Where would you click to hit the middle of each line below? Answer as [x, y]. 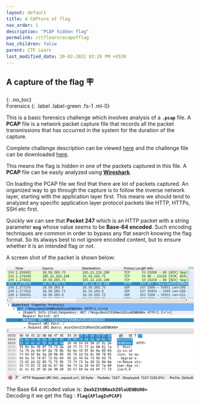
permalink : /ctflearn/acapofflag [48, 38]
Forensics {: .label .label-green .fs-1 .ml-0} [58, 106]
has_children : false [32, 44]
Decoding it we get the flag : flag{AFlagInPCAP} [64, 395]
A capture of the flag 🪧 [50, 82]
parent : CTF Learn [29, 51]
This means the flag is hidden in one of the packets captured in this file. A [96, 166]
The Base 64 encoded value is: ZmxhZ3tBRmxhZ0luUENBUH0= [77, 389]
